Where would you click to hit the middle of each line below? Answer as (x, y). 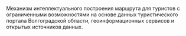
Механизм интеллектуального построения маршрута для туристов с (93, 8)
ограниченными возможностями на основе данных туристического (92, 15)
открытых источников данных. (45, 27)
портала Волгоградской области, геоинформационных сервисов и (90, 21)
